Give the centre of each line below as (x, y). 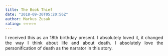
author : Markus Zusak (28, 19)
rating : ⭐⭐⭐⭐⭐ (21, 24)
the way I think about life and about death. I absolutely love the (84, 43)
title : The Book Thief (29, 10)
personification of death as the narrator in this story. (59, 48)
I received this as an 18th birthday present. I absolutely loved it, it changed (84, 38)
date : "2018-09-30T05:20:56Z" (37, 14)
